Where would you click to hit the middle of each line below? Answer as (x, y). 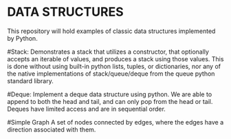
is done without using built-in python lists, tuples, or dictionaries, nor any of (114, 66)
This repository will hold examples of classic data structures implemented (111, 31)
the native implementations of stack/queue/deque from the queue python (111, 74)
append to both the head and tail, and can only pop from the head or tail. (110, 101)
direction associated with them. (52, 129)
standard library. (30, 81)
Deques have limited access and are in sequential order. (87, 109)
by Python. (22, 38)
